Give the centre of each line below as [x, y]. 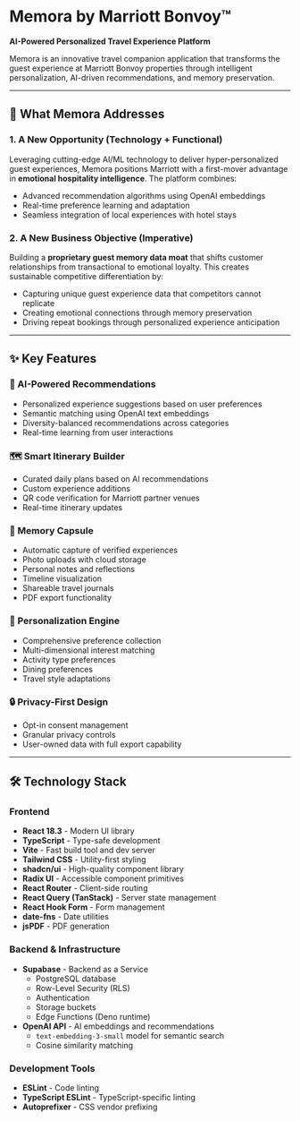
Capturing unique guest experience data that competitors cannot [142, 294]
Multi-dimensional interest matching [88, 650]
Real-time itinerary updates [72, 507]
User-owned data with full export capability [102, 744]
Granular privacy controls [69, 734]
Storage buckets [66, 1007]
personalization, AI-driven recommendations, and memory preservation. [142, 77]
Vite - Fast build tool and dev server [89, 850]
